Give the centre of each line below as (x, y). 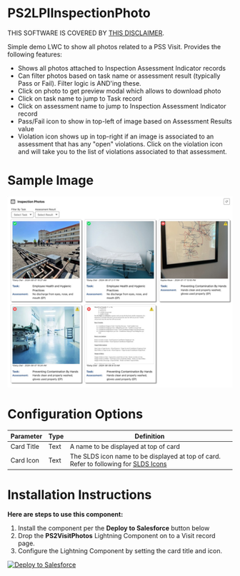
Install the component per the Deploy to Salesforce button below (114, 528)
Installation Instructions (80, 495)
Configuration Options (75, 414)
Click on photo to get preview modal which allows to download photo (119, 91)
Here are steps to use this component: (65, 515)
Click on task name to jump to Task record (80, 98)
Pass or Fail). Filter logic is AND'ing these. (79, 83)
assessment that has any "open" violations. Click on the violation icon (120, 143)
